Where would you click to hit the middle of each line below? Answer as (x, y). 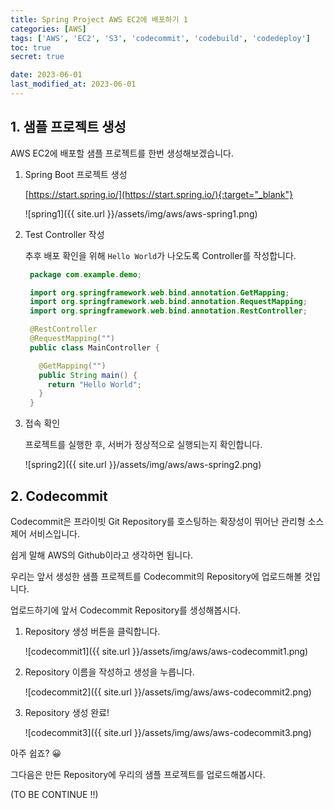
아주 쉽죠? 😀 (36, 753)
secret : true (37, 57)
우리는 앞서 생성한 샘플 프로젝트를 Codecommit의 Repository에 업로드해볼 (156, 576)
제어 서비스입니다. (45, 534)
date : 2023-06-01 (46, 75)
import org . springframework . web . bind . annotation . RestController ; (168, 311)
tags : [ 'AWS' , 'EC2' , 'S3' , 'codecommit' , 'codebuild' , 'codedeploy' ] (160, 38)
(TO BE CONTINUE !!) (54, 794)
